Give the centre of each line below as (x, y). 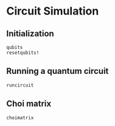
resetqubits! (23, 53)
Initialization (30, 34)
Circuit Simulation (53, 11)
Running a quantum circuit (57, 71)
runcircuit (20, 85)
